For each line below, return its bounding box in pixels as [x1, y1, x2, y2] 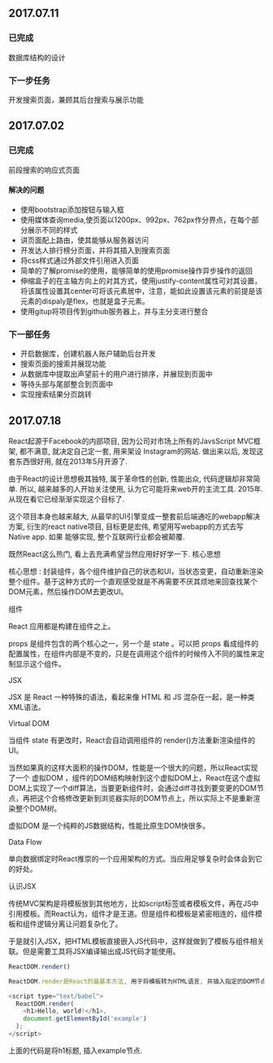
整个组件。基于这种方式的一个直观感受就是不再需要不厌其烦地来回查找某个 [8, 576, 258, 586]
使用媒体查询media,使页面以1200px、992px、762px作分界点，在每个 [19, 215, 252, 225]
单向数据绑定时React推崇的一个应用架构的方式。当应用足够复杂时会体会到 [8, 854, 256, 864]
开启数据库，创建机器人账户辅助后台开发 [19, 349, 156, 359]
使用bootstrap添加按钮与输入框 [19, 204, 124, 214]
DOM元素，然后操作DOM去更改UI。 [8, 586, 128, 597]
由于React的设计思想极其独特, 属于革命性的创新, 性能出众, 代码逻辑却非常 [8, 474, 253, 483]
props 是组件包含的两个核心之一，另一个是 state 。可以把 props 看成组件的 [8, 638, 259, 648]
